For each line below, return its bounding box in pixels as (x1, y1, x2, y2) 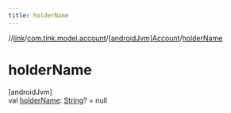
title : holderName (8, 11, 69, 20)
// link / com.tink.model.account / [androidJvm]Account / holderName (8, 33, 223, 43)
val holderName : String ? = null (8, 96, 107, 105)
